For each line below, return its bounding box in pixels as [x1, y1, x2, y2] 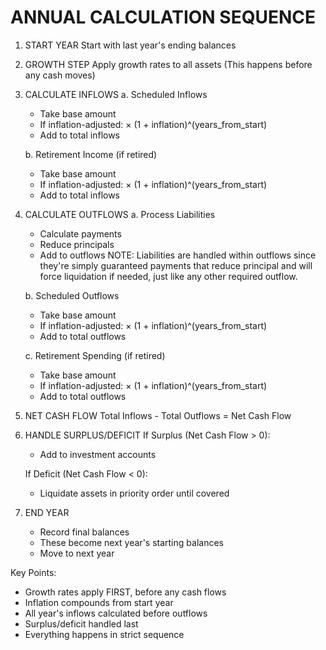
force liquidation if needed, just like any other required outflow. [39, 270, 298, 282]
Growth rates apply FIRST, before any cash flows [24, 586, 227, 598]
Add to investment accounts [39, 448, 157, 460]
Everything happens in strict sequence [24, 628, 185, 640]
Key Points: [10, 566, 57, 578]
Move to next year [39, 547, 115, 559]
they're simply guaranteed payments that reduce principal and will [39, 259, 313, 271]
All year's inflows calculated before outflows [24, 607, 208, 619]
